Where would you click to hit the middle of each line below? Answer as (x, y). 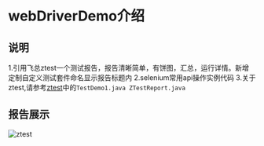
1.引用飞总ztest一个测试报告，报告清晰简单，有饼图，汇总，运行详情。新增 (129, 68)
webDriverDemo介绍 (77, 16)
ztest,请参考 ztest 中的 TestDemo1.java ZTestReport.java (97, 88)
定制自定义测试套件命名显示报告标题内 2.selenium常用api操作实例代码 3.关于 (132, 78)
